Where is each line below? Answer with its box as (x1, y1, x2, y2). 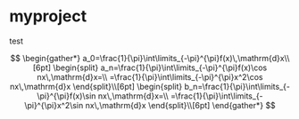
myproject (9, 6, 87, 27)
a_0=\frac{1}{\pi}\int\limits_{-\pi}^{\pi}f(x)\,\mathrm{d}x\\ (82, 52, 290, 63)
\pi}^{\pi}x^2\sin (23, 99, 84, 110)
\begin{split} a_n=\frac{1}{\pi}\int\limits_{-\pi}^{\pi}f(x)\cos (53, 62, 268, 73)
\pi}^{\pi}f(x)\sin (37, 91, 96, 101)
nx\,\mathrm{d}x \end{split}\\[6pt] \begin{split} (10, 81, 183, 91)
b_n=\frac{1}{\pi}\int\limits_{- (184, 81, 290, 91)
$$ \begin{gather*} (10, 52, 81, 63)
